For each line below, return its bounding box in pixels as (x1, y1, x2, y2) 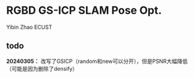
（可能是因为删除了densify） (6, 65, 78, 72)
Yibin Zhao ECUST (6, 23, 53, 31)
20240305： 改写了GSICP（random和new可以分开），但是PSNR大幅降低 (6, 58, 188, 65)
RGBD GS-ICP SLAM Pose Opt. (6, 4, 162, 17)
